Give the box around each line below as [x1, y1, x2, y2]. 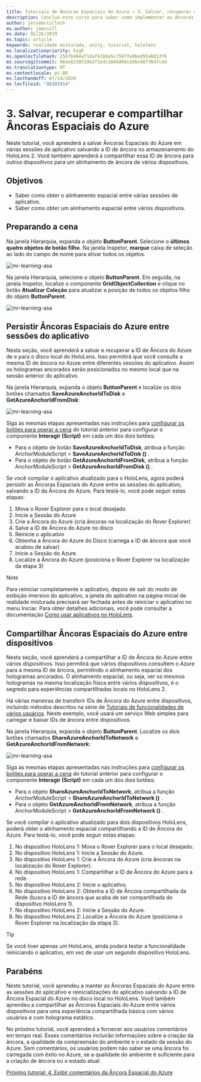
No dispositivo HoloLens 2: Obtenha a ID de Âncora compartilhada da [14, 888, 187, 895]
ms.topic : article [6, 37, 52, 42]
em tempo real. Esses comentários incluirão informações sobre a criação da [6, 1032, 194, 1039]
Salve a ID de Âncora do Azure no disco [14, 524, 114, 531]
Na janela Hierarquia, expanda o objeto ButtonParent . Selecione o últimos [6, 238, 190, 245]
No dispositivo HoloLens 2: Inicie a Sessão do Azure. [14, 907, 145, 914]
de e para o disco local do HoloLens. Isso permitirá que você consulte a [6, 353, 183, 360]
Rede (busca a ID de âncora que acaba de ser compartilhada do [14, 894, 173, 901]
